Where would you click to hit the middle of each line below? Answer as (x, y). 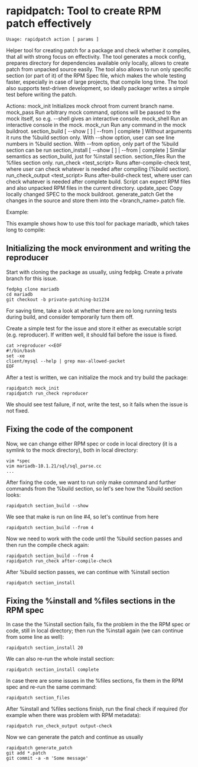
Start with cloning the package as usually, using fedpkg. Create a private (95, 272)
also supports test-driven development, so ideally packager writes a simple (98, 88)
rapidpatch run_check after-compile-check (59, 561)
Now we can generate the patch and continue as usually (75, 737)
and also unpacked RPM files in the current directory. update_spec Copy (94, 187)
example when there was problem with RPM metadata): (74, 715)
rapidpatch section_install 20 (45, 648)
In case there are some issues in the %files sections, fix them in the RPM (95, 681)
